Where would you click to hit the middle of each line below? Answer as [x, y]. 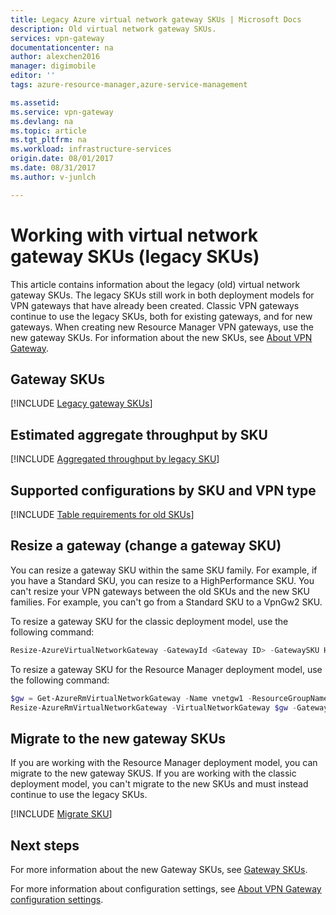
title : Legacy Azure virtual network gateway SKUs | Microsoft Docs [156, 19]
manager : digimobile [53, 66]
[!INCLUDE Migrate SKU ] [61, 814]
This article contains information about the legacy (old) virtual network [155, 284]
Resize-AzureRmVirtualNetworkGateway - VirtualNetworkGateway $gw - [154, 707]
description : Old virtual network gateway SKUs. [113, 29]
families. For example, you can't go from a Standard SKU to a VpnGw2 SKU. [166, 602]
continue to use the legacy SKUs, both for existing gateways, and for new [161, 316]
